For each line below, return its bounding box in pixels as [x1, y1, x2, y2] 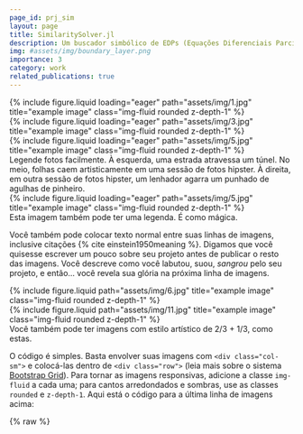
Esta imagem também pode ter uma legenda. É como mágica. [9, 211, 238, 222]
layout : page [9, 22, 59, 31]
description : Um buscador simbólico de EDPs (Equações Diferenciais [9, 38, 272, 48]
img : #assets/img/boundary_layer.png [9, 47, 151, 56]
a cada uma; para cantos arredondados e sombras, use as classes [31, 379, 279, 390]
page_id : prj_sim [9, 13, 75, 23]
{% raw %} [9, 416, 50, 427]
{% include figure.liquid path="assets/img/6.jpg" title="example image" [9, 285, 275, 296]
